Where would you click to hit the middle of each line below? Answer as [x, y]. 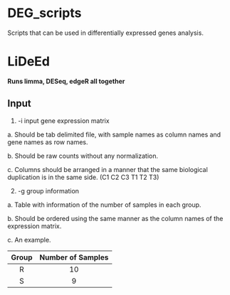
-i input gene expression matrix [63, 120]
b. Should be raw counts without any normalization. [83, 156]
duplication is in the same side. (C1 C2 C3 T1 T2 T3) [83, 177]
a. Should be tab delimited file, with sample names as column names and [114, 134]
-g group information [48, 191]
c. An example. [29, 240]
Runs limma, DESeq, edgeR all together [66, 81]
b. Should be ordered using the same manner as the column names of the [115, 218]
